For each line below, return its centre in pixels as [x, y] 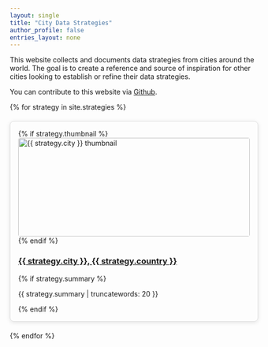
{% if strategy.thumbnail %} [63, 134]
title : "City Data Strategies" [61, 23]
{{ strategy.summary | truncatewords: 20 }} [88, 293]
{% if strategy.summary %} [62, 278]
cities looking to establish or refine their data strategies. [100, 76]
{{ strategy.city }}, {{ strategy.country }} [98, 261]
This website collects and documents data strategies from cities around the [132, 60]
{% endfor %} [32, 335]
